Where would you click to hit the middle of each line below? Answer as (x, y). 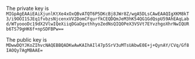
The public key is (27, 40)
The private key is (27, 8)
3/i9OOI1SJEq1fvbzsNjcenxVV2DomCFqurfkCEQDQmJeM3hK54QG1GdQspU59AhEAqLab (98, 19)
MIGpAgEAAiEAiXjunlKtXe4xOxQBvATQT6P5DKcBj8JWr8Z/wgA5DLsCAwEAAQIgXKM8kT (98, 14)
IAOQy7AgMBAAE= (25, 50)
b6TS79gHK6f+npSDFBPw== (35, 29)
